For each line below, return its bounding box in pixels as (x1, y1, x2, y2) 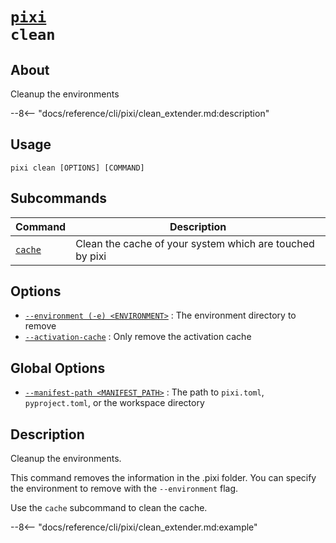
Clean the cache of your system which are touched (75, 236, 315, 250)
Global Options (10, 359, 106, 377)
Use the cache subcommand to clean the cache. (10, 502, 208, 514)
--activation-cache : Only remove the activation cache (24, 331, 252, 343)
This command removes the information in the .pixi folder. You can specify (10, 472, 317, 484)
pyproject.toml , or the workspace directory (24, 397, 205, 409)
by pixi (75, 249, 107, 263)
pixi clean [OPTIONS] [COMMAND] (10, 163, 145, 173)
